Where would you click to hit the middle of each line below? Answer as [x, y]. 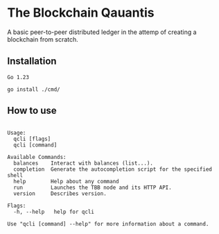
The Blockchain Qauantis [81, 13]
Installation [32, 61]
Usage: [17, 133]
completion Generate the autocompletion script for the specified [113, 169]
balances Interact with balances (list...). [84, 163]
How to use [32, 111]
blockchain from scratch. [43, 39]
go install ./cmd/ [34, 89]
